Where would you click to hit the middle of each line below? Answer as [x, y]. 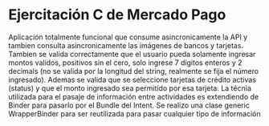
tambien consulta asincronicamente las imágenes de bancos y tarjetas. [126, 45]
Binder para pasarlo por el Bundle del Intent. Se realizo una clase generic [129, 105]
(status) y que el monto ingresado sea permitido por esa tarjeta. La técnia [130, 88]
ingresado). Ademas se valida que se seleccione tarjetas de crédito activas [132, 79]
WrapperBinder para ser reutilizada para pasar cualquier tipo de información [134, 113]
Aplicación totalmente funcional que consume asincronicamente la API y [128, 37]
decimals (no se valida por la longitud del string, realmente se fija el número [134, 71]
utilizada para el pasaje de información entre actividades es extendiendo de [134, 96]
